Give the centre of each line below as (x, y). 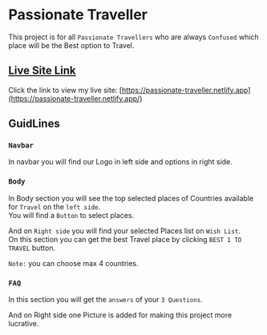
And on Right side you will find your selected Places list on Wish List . (124, 231)
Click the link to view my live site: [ (65, 90)
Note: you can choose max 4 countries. (73, 263)
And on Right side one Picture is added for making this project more (120, 315)
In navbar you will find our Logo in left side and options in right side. (120, 162)
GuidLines (34, 124)
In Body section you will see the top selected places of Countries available (131, 198)
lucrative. (24, 324)
